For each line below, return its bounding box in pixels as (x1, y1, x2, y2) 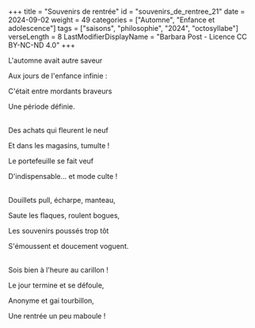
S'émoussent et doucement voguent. (8, 242, 129, 250)
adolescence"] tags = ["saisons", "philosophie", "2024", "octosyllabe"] (8, 24, 239, 32)
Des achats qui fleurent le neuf (8, 126, 108, 135)
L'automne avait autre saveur (8, 55, 103, 65)
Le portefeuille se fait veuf (8, 156, 93, 166)
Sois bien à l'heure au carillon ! (8, 265, 108, 274)
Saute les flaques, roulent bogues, (8, 211, 120, 220)
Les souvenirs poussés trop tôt (8, 226, 109, 235)
